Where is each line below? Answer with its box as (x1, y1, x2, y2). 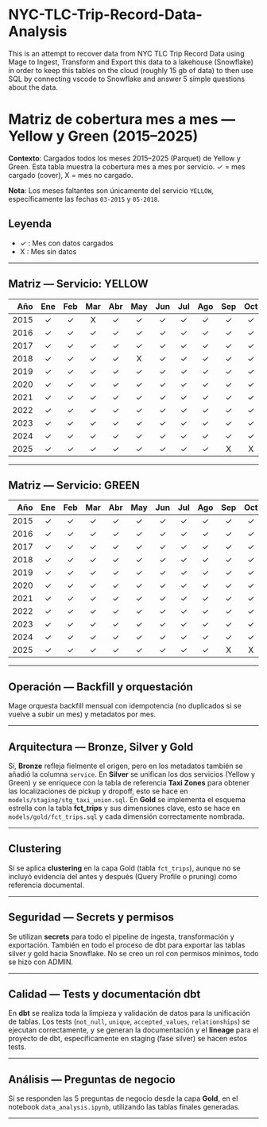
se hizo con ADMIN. (8, 957, 74, 967)
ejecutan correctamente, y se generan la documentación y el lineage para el (8, 1025, 259, 1035)
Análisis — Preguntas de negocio (8, 1072, 176, 1086)
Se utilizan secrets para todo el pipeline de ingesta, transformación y (8, 932, 234, 941)
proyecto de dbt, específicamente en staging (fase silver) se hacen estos (8, 1034, 248, 1044)
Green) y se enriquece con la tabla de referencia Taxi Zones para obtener (8, 778, 250, 787)
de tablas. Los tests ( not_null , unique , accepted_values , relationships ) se (8, 1017, 250, 1026)
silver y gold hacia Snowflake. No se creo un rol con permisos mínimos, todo (8, 948, 259, 958)
